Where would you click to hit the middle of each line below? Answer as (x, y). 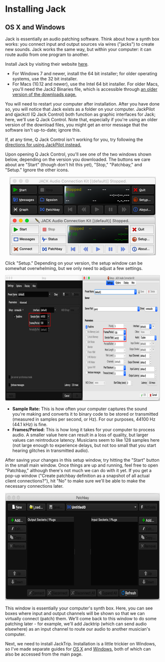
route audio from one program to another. (47, 54)
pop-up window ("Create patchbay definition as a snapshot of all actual (77, 476)
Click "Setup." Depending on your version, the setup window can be (74, 263)
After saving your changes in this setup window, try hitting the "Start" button (82, 460)
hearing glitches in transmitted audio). (51, 450)
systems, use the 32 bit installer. (45, 79)
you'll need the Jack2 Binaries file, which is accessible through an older (85, 89)
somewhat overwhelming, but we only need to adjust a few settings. (74, 268)
